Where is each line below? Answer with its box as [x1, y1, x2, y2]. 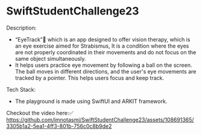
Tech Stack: [6, 86, 36, 93]
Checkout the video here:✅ [6, 109, 74, 116]
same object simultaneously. [14, 55, 86, 62]
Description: [6, 24, 37, 31]
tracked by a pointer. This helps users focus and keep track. [14, 74, 165, 81]
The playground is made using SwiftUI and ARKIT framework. [14, 98, 168, 105]
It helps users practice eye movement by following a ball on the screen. [14, 61, 192, 69]
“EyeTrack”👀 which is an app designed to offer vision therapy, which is [14, 36, 191, 43]
